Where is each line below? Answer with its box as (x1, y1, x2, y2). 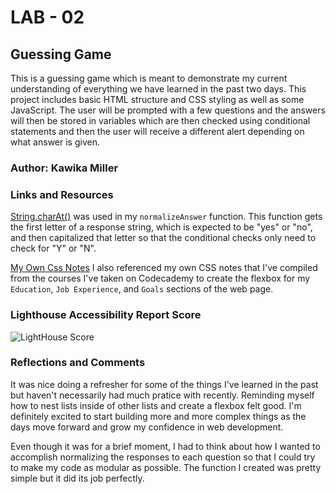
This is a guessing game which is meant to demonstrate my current (10, 72, 288, 84)
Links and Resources (10, 187, 114, 201)
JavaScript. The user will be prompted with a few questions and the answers (10, 104, 326, 116)
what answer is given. (10, 136, 100, 148)
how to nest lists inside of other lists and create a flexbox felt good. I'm (10, 399, 302, 411)
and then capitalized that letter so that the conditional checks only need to (10, 232, 317, 244)
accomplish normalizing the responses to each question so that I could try (10, 451, 316, 463)
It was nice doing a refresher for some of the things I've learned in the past (10, 378, 319, 390)
